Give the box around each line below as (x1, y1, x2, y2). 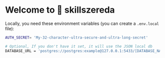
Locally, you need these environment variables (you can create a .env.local (5, 20, 160, 26)
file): (5, 25, 15, 31)
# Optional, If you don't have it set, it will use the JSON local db (5, 44, 153, 49)
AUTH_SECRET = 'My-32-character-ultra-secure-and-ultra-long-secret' (5, 35, 148, 40)
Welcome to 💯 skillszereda (5, 4, 115, 16)
